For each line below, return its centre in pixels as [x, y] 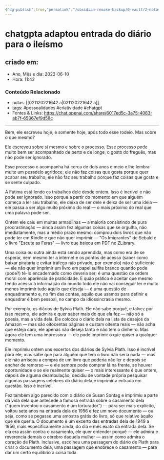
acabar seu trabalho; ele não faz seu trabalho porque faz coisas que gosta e [82, 177]
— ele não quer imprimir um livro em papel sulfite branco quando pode [76, 268]
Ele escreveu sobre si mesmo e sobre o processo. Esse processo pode [76, 147]
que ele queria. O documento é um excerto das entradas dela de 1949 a [77, 421]
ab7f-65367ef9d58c [32, 118]
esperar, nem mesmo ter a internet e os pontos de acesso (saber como [76, 257]
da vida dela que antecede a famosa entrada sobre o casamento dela [75, 400]
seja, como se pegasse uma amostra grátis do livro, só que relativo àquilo [79, 416]
